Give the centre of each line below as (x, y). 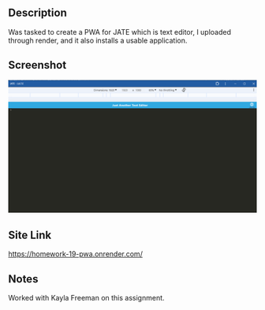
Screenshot (37, 65)
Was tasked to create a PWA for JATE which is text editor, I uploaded (119, 32)
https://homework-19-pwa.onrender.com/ (76, 254)
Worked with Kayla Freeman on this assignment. (86, 297)
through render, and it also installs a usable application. (98, 40)
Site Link (30, 235)
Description (37, 13)
